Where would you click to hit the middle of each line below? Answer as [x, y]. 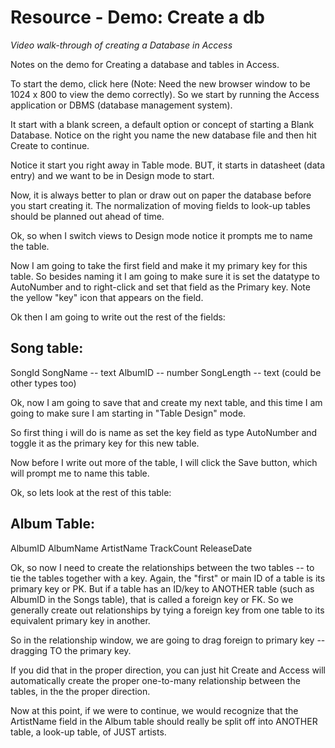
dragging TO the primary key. [71, 650]
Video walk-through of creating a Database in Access [121, 45]
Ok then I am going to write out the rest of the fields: [118, 317]
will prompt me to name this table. [80, 473]
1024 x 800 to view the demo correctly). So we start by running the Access [165, 94]
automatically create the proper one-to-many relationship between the [155, 680]
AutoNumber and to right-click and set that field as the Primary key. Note [160, 287]
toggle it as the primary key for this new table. [105, 443]
